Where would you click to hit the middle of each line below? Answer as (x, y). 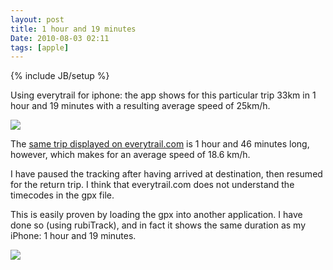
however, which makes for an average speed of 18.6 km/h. (130, 155)
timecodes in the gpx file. (62, 195)
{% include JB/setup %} (60, 76)
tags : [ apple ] (40, 47)
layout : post (37, 19)
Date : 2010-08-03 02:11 (60, 38)
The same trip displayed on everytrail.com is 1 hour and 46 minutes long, (160, 144)
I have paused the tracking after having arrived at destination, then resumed (166, 174)
